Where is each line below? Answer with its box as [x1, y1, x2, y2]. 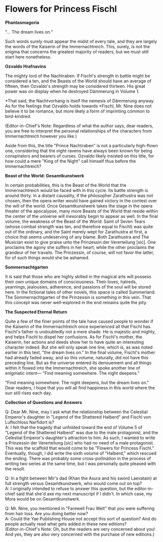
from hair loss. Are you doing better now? [5, 510, 89, 516]
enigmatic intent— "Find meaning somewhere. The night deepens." [5, 370, 140, 376]
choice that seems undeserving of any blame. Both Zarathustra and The [5, 234, 149, 240]
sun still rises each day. [5, 390, 52, 396]
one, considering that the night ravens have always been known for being [5, 148, 152, 154]
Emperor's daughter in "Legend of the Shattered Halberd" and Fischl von [5, 414, 151, 420]
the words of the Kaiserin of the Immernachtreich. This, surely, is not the [5, 43, 150, 49]
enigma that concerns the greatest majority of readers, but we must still [5, 49, 149, 55]
